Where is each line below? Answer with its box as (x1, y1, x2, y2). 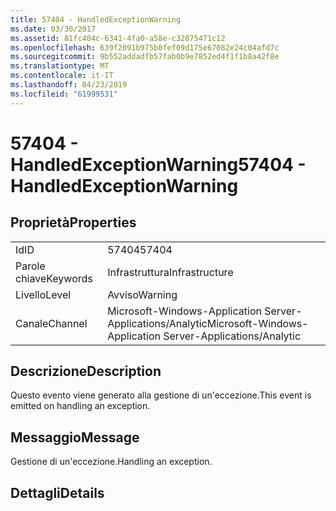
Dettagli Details (10, 484, 105, 501)
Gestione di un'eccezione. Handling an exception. (10, 456, 213, 468)
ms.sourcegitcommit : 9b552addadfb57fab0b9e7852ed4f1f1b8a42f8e (10, 52, 280, 62)
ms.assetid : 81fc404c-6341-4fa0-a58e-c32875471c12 (10, 33, 226, 43)
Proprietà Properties (10, 214, 137, 231)
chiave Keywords (15, 271, 93, 285)
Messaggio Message (10, 429, 140, 446)
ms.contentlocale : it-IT (10, 71, 114, 81)
